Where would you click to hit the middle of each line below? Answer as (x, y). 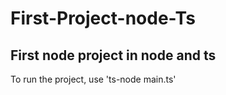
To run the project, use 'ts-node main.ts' (93, 79)
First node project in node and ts (113, 55)
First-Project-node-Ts (103, 18)
